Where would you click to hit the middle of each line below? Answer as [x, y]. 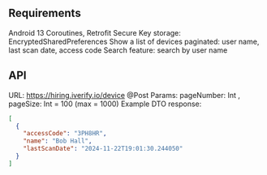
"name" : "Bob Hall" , [58, 141]
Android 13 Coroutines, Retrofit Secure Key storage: [95, 32]
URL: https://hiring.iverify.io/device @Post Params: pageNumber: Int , [125, 95]
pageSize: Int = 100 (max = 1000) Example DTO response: [105, 104]
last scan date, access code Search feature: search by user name [118, 50]
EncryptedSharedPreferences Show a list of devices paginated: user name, [134, 41]
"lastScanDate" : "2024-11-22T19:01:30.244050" [103, 149]
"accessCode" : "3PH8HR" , [65, 134]
